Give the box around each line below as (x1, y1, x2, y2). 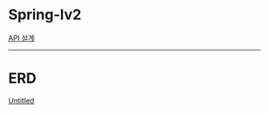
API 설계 (8, 33, 35, 42)
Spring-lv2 (8, 6, 82, 24)
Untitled (8, 95, 34, 105)
